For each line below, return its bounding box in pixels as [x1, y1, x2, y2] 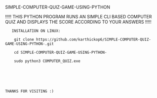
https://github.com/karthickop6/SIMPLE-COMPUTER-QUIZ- [36, 37, 152, 42]
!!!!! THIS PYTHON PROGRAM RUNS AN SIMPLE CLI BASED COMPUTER [5, 14, 152, 19]
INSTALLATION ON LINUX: [11, 29, 61, 33]
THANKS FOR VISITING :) [5, 89, 54, 94]
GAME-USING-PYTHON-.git [5, 41, 54, 46]
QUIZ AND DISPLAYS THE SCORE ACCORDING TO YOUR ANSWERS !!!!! [5, 19, 152, 25]
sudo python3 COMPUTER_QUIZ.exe [14, 59, 80, 64]
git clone [14, 37, 35, 42]
